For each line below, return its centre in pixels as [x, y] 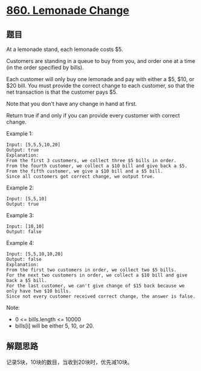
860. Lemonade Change [68, 11]
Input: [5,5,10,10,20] [35, 254]
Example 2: [20, 188]
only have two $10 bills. [39, 291]
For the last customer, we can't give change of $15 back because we [96, 286]
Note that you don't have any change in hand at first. [72, 104]
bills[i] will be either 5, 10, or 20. [55, 326]
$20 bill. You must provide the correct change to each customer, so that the [101, 86]
